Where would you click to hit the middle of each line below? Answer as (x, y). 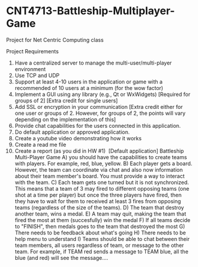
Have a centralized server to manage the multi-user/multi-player (93, 63)
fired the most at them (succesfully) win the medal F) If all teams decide (103, 220)
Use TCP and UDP (37, 75)
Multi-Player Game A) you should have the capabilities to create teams (101, 157)
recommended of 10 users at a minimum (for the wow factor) (89, 88)
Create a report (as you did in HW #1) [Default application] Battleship (99, 151)
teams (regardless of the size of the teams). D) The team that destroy (99, 207)
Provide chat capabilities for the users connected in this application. (98, 126)
